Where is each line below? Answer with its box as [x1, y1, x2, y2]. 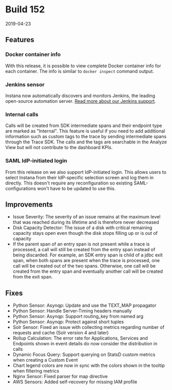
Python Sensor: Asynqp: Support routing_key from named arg [12, 313, 144, 320]
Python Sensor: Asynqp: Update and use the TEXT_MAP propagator [12, 302, 157, 309]
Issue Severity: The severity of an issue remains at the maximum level [12, 214, 161, 220]
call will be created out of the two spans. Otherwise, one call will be [12, 263, 156, 269]
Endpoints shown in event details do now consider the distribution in [12, 341, 158, 347]
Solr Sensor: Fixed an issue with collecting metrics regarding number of [12, 324, 165, 330]
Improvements [5, 200, 53, 209]
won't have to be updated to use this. [37, 185, 116, 191]
